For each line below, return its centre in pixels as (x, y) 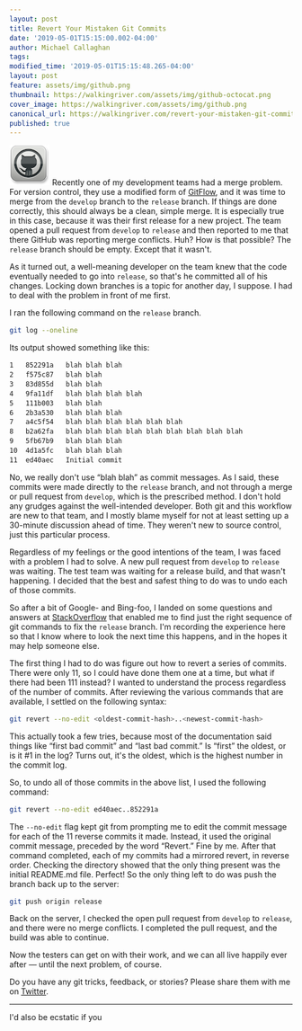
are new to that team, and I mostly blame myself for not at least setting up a (149, 515)
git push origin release (56, 902)
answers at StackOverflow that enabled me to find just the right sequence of (151, 617)
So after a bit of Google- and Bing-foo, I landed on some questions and (141, 608)
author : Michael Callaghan (60, 48)
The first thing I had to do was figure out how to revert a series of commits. (148, 663)
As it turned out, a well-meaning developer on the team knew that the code (148, 267)
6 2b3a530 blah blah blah (66, 413)
